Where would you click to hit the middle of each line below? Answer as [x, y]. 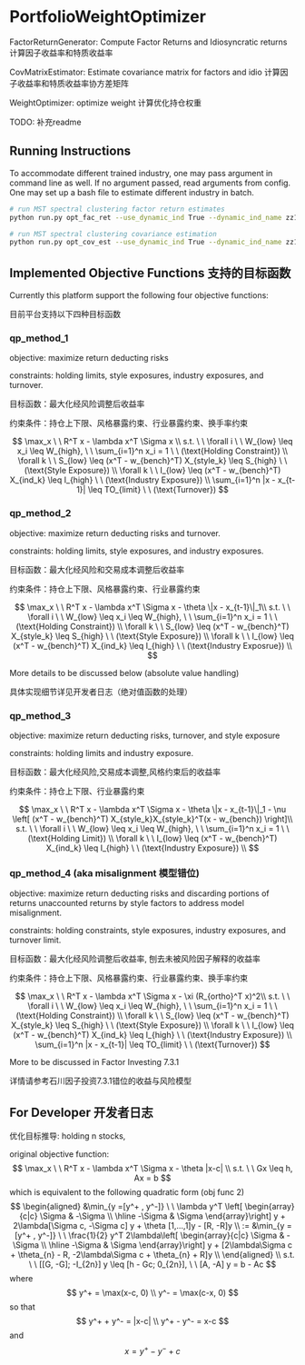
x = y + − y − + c [152, 1350]
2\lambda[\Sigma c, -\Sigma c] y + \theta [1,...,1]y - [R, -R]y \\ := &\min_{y [149, 1226]
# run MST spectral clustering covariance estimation [113, 234]
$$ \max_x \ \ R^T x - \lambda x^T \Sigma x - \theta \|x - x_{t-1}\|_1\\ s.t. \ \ [152, 607]
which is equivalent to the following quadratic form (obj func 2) [127, 1192]
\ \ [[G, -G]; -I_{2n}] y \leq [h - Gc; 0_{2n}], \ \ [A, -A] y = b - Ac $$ [152, 1264]
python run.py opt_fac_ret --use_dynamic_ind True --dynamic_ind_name [146, 217]
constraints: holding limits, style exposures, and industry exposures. [137, 551]
